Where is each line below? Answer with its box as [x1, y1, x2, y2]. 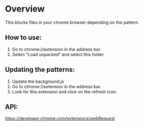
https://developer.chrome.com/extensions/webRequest [5, 115, 115, 122]
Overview [5, 3, 45, 15]
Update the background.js [12, 79, 64, 84]
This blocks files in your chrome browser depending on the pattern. [5, 19, 139, 25]
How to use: [5, 33, 42, 42]
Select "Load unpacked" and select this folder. [12, 51, 105, 57]
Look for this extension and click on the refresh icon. [12, 89, 117, 94]
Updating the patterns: [5, 65, 75, 74]
